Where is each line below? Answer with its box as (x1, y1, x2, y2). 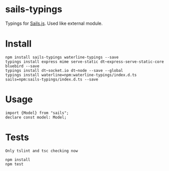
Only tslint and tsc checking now (5, 148, 78, 153)
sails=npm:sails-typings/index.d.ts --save (5, 77, 99, 82)
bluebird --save (5, 63, 39, 69)
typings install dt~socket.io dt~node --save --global (5, 68, 123, 73)
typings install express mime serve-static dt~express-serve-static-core (5, 59, 164, 64)
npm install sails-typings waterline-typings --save (5, 55, 119, 60)
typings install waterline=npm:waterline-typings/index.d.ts (5, 72, 137, 77)
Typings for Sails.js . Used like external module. (5, 20, 103, 26)
